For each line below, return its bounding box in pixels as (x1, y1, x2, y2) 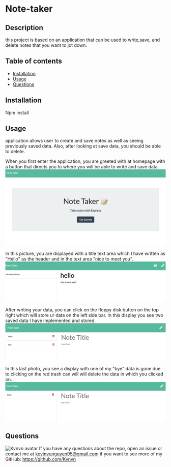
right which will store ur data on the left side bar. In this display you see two (5, 312, 164, 318)
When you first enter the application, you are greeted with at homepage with (5, 158, 165, 164)
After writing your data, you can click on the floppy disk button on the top (5, 307, 159, 313)
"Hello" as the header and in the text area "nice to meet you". (5, 255, 133, 262)
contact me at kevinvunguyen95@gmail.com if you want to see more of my (5, 451, 163, 457)
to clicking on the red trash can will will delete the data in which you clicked (5, 371, 164, 377)
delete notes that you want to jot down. (5, 42, 88, 48)
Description (5, 23, 43, 32)
